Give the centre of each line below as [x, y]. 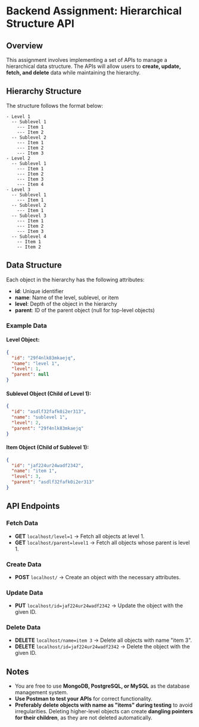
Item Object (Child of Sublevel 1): [48, 448]
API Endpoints [33, 506]
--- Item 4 [30, 184]
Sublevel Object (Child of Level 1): [49, 393]
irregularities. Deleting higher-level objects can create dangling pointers [104, 712]
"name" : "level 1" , [36, 363]
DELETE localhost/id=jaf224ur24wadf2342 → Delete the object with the [102, 647]
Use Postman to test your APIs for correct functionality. [84, 699]
